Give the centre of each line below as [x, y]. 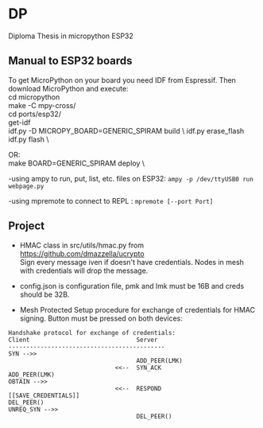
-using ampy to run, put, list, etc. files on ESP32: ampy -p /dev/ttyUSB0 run [131, 178]
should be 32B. [44, 294]
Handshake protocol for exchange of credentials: [92, 333]
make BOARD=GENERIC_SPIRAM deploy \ [77, 163]
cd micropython [34, 97]
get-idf [19, 122]
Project [27, 226]
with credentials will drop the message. [84, 270]
